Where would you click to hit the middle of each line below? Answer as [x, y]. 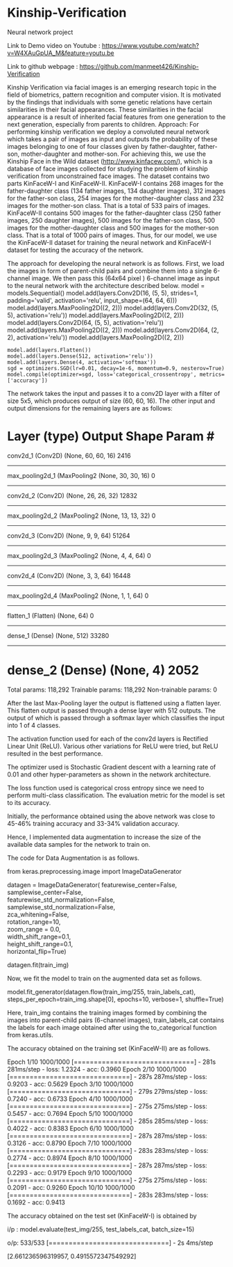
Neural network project [40, 32]
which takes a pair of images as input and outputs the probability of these [112, 139]
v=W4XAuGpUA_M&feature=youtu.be [61, 53]
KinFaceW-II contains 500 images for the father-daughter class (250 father [114, 213]
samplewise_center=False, [45, 892]
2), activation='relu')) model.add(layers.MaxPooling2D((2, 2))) [96, 337]
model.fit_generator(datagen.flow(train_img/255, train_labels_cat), [102, 991]
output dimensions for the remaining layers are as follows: [90, 408]
